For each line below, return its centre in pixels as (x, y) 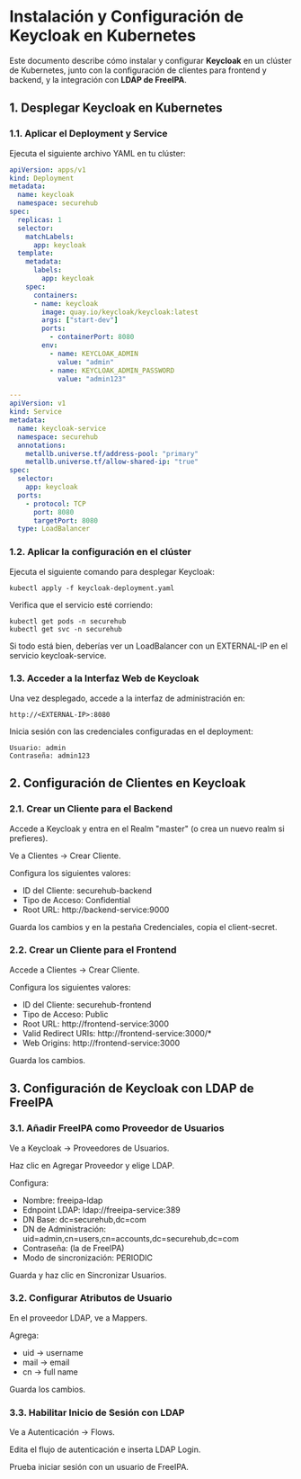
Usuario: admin (38, 748)
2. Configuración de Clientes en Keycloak (128, 783)
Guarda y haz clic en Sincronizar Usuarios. (88, 1275)
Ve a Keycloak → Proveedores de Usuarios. (89, 1148)
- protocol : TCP (56, 504)
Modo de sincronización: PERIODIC (88, 1258)
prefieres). (29, 838)
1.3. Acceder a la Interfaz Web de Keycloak (104, 678)
